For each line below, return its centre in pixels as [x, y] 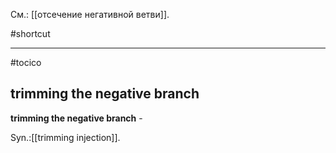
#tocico [26, 62]
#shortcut [30, 33]
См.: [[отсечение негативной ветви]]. [90, 14]
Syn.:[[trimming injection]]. [65, 137]
